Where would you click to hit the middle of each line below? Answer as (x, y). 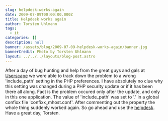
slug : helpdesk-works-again (35, 10)
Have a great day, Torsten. (33, 113)
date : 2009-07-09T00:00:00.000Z (39, 14)
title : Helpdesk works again (36, 19)
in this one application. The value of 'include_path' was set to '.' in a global (82, 97)
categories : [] (21, 38)
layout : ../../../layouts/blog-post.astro (50, 56)
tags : (11, 28)
